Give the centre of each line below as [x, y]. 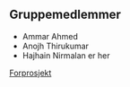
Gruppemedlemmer [65, 15]
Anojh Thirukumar [56, 46]
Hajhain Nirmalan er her [66, 55]
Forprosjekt [30, 73]
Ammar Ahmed [50, 36]
